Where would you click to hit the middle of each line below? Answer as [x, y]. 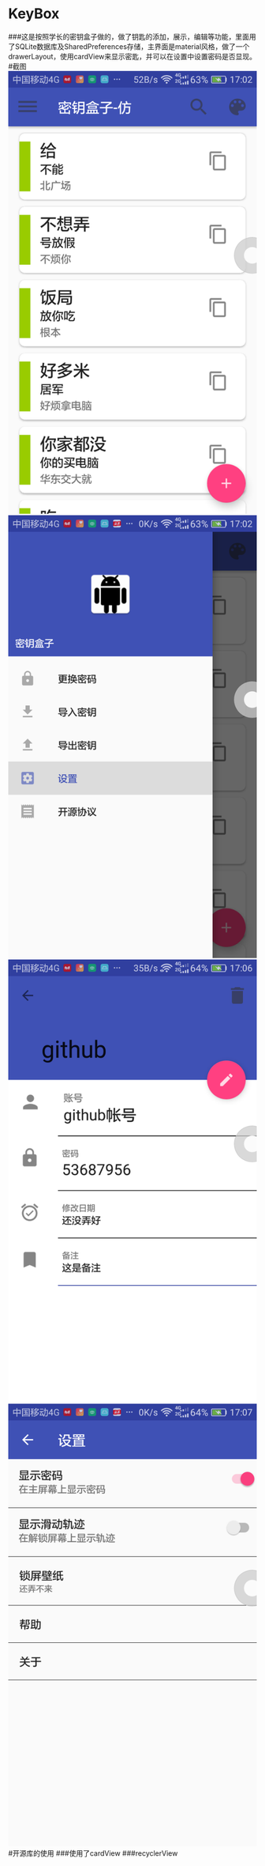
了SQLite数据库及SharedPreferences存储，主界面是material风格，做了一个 [129, 46]
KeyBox [34, 14]
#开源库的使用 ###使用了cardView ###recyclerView [93, 1853]
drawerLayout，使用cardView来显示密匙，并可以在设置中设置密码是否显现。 [132, 56]
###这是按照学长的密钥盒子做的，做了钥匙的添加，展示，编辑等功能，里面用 [132, 36]
